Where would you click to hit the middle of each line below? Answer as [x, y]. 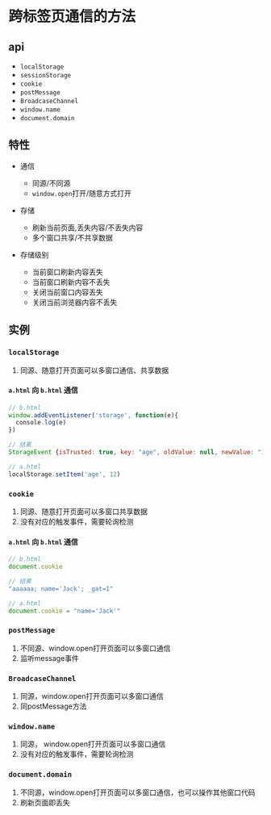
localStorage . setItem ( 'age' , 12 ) [65, 474]
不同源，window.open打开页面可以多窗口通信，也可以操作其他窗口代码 [138, 792]
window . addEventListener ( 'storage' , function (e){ [94, 415]
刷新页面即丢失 [45, 802]
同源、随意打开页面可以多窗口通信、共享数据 [94, 370]
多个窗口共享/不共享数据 [72, 237]
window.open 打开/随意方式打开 [81, 193]
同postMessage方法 [53, 706]
